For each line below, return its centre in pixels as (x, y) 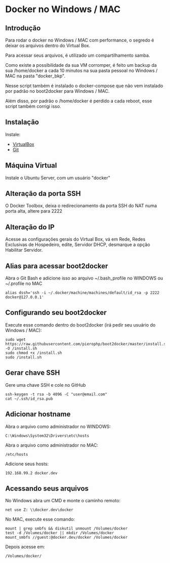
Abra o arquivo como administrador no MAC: (52, 445)
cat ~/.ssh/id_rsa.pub (29, 398)
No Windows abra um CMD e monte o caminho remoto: (63, 501)
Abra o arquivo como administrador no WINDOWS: (58, 426)
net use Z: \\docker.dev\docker (39, 510)
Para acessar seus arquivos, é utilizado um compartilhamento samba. (78, 55)
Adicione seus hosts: (27, 464)
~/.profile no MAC (24, 284)
